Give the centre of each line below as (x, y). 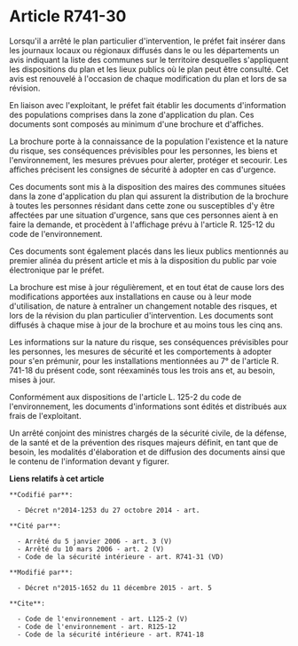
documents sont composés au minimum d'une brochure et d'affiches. (137, 124)
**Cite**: (27, 603)
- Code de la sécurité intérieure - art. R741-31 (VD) (121, 556)
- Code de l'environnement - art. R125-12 (97, 626)
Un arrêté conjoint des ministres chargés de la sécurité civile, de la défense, (148, 433)
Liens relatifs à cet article (57, 478)
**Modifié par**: (41, 572)
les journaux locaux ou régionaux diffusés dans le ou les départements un (144, 50)
